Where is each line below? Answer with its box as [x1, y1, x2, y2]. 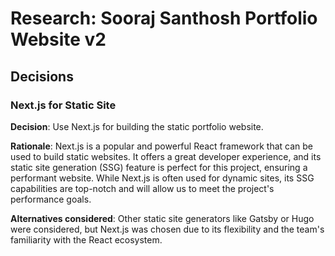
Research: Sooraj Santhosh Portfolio [10, 7, 318, 30]
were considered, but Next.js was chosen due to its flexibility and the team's [10, 223, 325, 235]
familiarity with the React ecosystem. [10, 233, 163, 246]
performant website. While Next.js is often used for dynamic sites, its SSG [10, 172, 315, 184]
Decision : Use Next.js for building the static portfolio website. [10, 120, 264, 132]
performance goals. [10, 193, 92, 205]
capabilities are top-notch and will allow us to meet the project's [10, 182, 275, 194]
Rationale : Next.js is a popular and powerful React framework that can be [10, 140, 314, 152]
